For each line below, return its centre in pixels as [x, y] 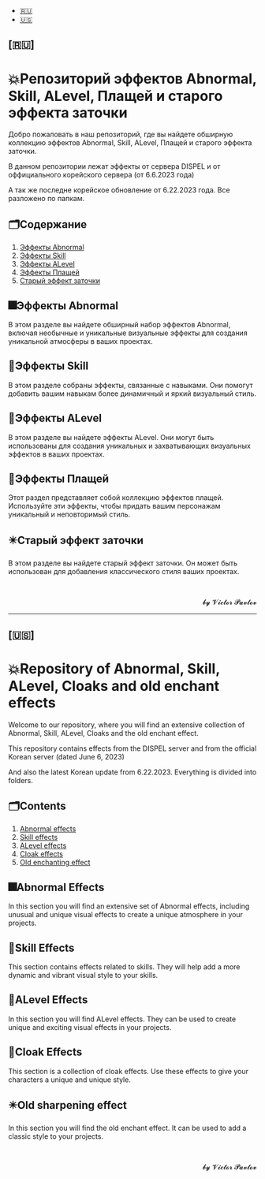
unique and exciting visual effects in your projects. [90, 1027]
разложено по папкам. [47, 199]
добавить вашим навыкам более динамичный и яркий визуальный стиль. [132, 394]
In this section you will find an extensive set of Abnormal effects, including [129, 906]
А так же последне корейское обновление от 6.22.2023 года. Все [119, 190]
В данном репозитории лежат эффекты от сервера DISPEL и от [114, 166]
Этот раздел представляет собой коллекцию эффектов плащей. [116, 498]
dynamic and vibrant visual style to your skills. [83, 975]
